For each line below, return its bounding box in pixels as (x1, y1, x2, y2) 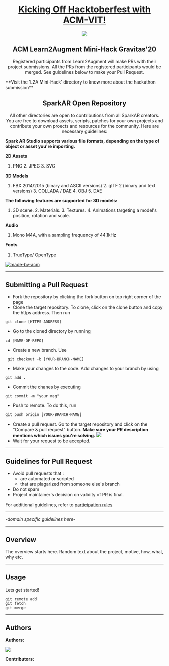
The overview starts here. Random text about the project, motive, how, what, (5, 549, 164, 554)
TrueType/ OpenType (12, 252, 56, 258)
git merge (5, 605, 26, 610)
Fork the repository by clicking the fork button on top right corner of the (12, 294, 161, 300)
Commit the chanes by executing (12, 384, 81, 390)
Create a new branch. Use (12, 347, 67, 353)
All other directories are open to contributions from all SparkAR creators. (9, 112, 160, 118)
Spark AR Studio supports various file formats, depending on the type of (5, 138, 160, 144)
